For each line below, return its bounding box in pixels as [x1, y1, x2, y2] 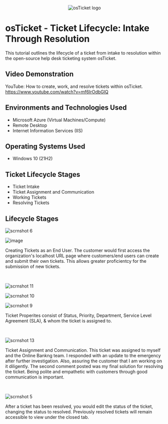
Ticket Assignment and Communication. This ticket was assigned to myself [5, 347, 161, 353]
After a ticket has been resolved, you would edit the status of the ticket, [5, 403, 153, 409]
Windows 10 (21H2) [12, 156, 53, 162]
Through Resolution [5, 33, 90, 45]
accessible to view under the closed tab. [5, 414, 89, 420]
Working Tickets [12, 195, 47, 201]
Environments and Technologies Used [5, 104, 127, 112]
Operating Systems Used [5, 142, 86, 151]
